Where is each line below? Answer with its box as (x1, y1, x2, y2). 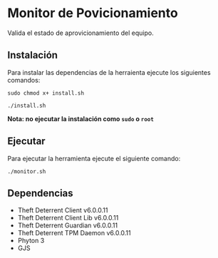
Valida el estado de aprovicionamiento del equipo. (7, 29, 155, 37)
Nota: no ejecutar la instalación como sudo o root (7, 114, 155, 123)
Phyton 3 (17, 237, 45, 245)
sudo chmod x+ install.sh (7, 89, 84, 97)
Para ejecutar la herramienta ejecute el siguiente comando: (7, 154, 181, 162)
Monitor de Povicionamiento (7, 5, 178, 21)
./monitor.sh (7, 167, 46, 175)
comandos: (7, 76, 41, 84)
